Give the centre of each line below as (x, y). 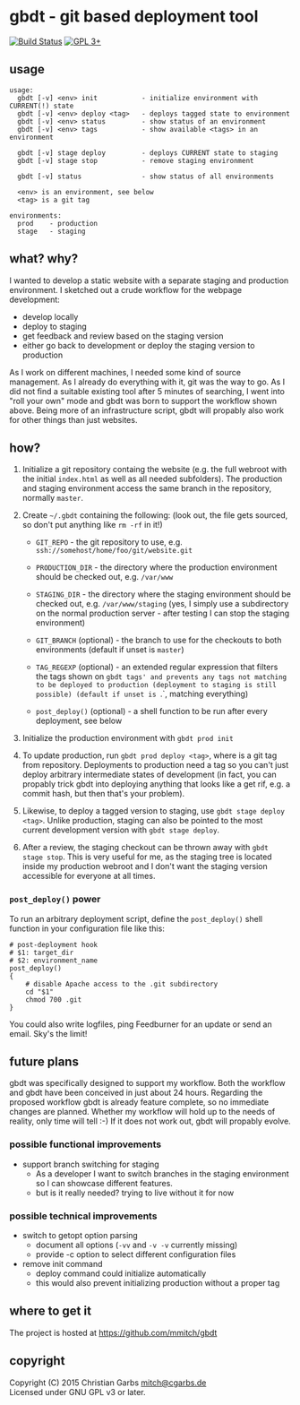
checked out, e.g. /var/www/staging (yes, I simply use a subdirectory (162, 604)
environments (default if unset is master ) (110, 650)
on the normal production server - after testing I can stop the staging (163, 613)
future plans (44, 1062)
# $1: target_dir (42, 952)
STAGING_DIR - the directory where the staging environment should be (163, 594)
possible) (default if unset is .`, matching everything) (142, 694)
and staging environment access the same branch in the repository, (147, 488)
